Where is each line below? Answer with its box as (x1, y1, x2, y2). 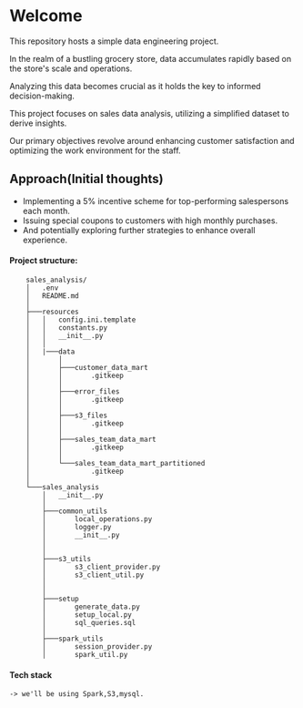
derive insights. (9, 118, 67, 128)
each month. (22, 205, 70, 216)
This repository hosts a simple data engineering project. (9, 36, 219, 46)
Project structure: (9, 255, 78, 266)
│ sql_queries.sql (42, 618, 136, 627)
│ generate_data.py (42, 602, 141, 611)
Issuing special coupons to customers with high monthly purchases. (22, 215, 278, 226)
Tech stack (9, 669, 53, 680)
